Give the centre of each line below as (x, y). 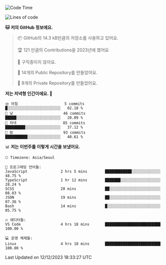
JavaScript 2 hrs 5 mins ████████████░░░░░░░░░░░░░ (83, 172)
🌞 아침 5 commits (45, 104)
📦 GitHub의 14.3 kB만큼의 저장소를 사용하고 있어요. (68, 38)
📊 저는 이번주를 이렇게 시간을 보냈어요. (43, 147)
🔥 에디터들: (16, 220)
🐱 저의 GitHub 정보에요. (29, 27)
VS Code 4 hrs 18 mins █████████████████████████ (83, 224)
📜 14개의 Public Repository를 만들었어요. (57, 72)
